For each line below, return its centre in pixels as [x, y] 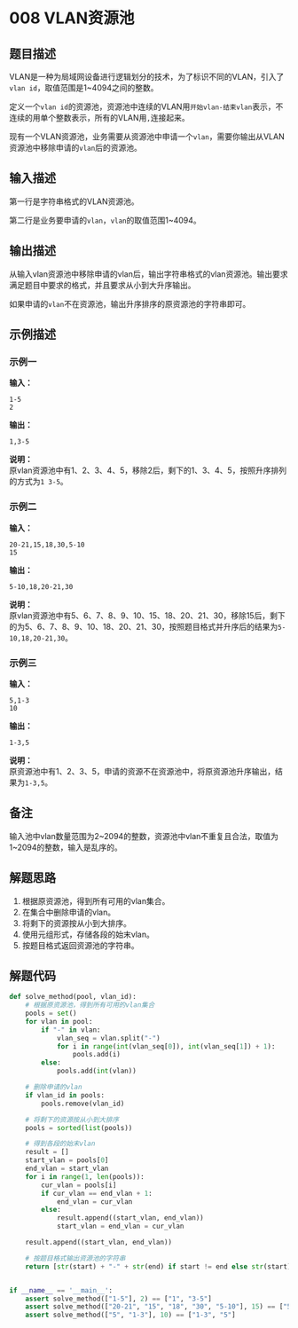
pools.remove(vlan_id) [83, 1104]
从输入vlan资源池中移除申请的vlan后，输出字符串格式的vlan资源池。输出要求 [149, 274]
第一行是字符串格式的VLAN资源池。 [74, 201]
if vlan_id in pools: [65, 1095]
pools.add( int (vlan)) [97, 1071]
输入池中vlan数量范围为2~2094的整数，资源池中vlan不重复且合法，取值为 [144, 836]
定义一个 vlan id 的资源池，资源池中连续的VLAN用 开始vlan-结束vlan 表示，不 [146, 106]
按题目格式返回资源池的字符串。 [80, 945]
